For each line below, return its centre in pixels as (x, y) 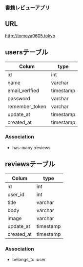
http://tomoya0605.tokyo (30, 36)
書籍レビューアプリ (28, 7)
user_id (16, 194)
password (19, 98)
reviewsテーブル (30, 164)
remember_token (27, 106)
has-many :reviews (31, 147)
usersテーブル (27, 52)
